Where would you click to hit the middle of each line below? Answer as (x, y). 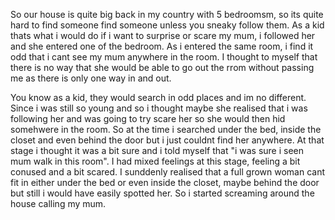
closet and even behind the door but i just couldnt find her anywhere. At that (167, 140)
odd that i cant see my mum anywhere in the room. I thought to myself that (164, 57)
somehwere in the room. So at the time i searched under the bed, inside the (166, 129)
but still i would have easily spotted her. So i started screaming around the (162, 193)
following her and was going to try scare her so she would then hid (148, 118)
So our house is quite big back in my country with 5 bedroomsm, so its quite (167, 14)
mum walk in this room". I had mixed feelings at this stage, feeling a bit (155, 161)
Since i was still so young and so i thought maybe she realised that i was (159, 108)
